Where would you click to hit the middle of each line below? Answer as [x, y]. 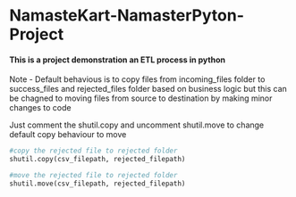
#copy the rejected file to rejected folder [93, 151]
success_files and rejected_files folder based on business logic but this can [148, 89]
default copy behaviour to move [68, 135]
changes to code [40, 108]
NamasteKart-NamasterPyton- [127, 16]
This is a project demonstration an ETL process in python [118, 60]
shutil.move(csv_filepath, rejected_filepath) [97, 184]
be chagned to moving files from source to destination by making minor [141, 98]
